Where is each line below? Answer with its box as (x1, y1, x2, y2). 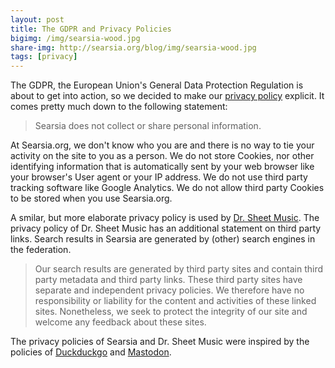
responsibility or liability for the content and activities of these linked (34, 295, 317, 307)
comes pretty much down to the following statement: (10, 101, 228, 113)
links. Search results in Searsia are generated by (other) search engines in (10, 233, 316, 245)
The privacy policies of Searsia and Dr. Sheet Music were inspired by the (10, 336, 310, 348)
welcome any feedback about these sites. (34, 316, 207, 328)
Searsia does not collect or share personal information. (34, 120, 262, 132)
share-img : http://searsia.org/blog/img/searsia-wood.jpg (10, 42, 257, 53)
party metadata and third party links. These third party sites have (34, 274, 303, 286)
